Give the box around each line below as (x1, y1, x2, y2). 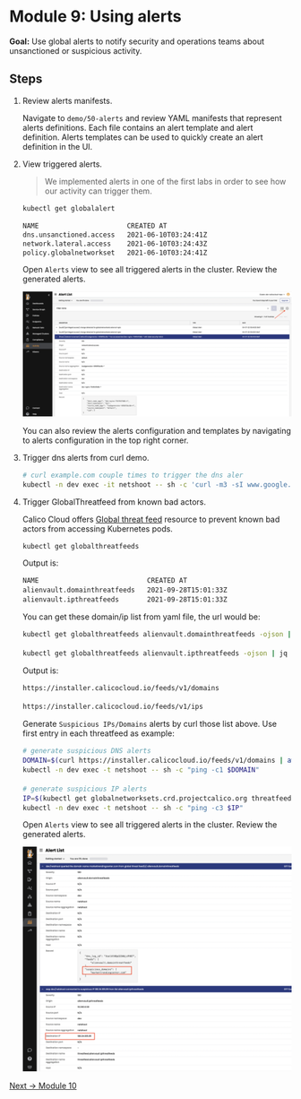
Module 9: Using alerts (9, 6, 182, 27)
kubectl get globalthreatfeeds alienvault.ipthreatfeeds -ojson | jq (21, 648, 288, 658)
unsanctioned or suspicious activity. (9, 45, 142, 56)
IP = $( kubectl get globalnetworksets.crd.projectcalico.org (21, 793, 248, 803)
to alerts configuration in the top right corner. (21, 435, 189, 446)
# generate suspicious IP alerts (21, 784, 148, 793)
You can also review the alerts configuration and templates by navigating (21, 425, 291, 436)
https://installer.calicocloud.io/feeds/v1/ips (21, 702, 203, 712)
